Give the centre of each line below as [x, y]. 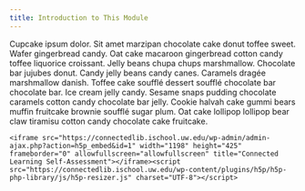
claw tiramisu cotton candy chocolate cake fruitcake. [109, 121]
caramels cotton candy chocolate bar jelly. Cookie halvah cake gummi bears [152, 102]
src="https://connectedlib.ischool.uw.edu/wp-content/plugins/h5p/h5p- [148, 169]
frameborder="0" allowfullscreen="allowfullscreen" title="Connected [144, 154]
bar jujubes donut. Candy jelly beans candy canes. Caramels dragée [138, 73]
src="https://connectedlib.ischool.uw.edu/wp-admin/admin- [157, 137]
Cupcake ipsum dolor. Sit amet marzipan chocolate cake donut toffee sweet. [152, 44]
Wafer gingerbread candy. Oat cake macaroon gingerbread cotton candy [147, 53]
